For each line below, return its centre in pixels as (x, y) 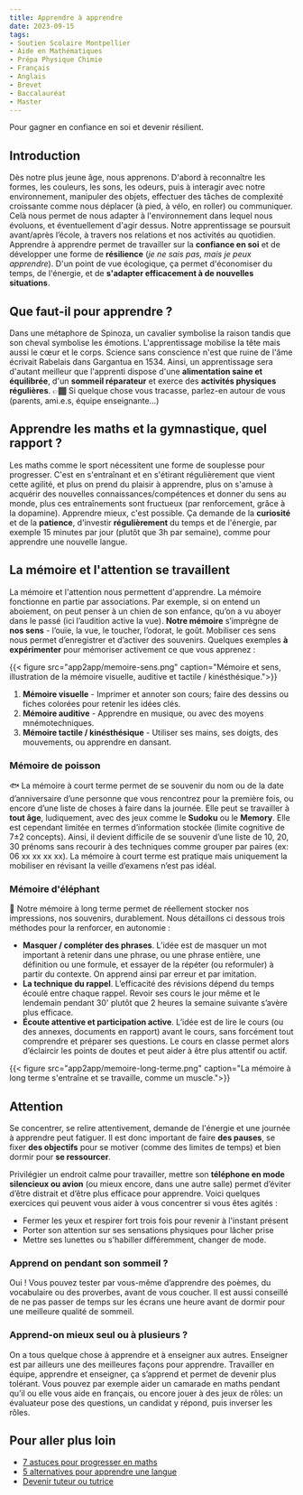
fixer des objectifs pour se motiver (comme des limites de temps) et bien (145, 1147)
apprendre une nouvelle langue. (69, 542)
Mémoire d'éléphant (55, 888)
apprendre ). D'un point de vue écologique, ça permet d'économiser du (141, 264)
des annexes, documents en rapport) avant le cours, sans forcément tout (158, 1032)
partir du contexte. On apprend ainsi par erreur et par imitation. (139, 974)
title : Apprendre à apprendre (66, 18)
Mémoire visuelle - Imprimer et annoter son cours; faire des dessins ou (156, 694)
